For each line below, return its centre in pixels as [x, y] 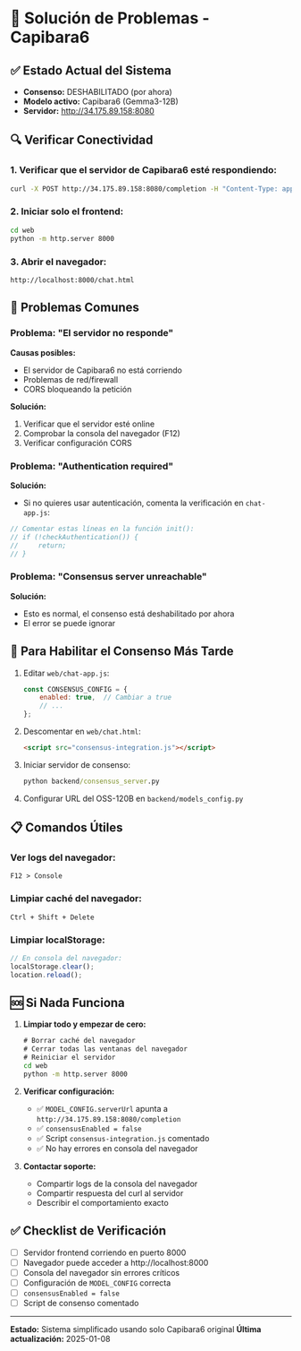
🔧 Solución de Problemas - [110, 18]
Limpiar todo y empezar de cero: [84, 1024]
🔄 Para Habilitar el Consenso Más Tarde [122, 652]
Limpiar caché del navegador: [76, 899]
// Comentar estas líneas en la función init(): [102, 529]
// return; [38, 546]
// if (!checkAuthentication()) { [75, 537]
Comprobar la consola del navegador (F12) [102, 433]
